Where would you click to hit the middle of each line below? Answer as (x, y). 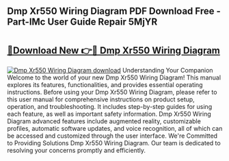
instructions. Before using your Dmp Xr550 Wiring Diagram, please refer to (112, 92)
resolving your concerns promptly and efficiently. (76, 150)
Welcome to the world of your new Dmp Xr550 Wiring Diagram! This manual (114, 77)
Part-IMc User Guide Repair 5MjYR (82, 22)
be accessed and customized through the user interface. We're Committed (112, 136)
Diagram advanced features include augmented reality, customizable (104, 121)
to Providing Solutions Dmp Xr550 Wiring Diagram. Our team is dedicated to (114, 143)
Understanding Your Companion (167, 70)
